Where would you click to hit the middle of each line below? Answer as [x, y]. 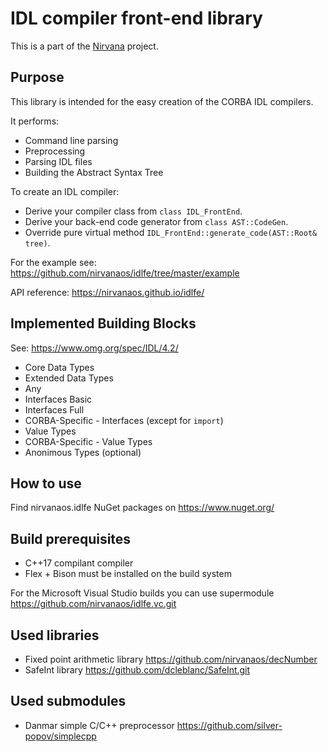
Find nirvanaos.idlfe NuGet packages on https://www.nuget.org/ [142, 508]
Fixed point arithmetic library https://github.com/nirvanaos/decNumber [171, 659]
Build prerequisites [71, 538]
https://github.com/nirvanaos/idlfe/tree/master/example [125, 273]
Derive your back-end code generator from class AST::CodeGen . [156, 221]
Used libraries [55, 635]
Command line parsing [71, 140]
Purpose [37, 77]
